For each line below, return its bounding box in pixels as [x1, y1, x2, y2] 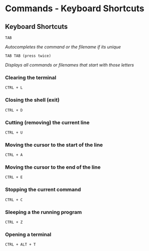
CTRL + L [5, 85, 23, 91]
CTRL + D [5, 108, 23, 113]
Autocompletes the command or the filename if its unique [5, 44, 121, 49]
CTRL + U [5, 130, 23, 135]
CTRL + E [5, 175, 23, 180]
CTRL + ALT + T [5, 242, 36, 247]
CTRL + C [5, 197, 23, 202]
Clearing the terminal [5, 74, 57, 81]
